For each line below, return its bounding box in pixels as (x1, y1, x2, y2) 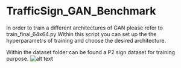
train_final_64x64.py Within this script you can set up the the (6, 30, 157, 37)
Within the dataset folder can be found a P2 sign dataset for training (6, 48, 176, 55)
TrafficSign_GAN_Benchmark (6, 4, 156, 18)
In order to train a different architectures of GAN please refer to (6, 24, 163, 31)
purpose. (6, 55, 29, 62)
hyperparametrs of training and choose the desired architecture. (6, 37, 167, 44)
